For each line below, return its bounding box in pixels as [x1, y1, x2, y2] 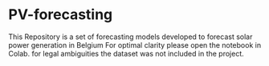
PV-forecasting [8, 6, 113, 24]
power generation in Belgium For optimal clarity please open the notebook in [8, 40, 262, 49]
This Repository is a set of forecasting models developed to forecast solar [8, 32, 253, 41]
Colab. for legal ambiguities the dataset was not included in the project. [8, 49, 245, 58]
